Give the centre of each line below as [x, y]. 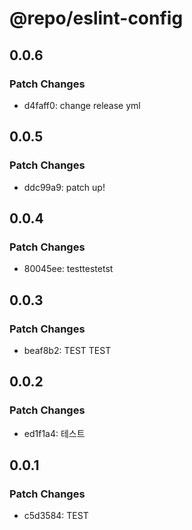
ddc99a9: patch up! [64, 187]
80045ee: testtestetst [68, 269]
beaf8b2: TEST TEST [67, 350]
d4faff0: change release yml [82, 105]
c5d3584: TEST [56, 516]
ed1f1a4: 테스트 [54, 433]
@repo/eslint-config [96, 18]
